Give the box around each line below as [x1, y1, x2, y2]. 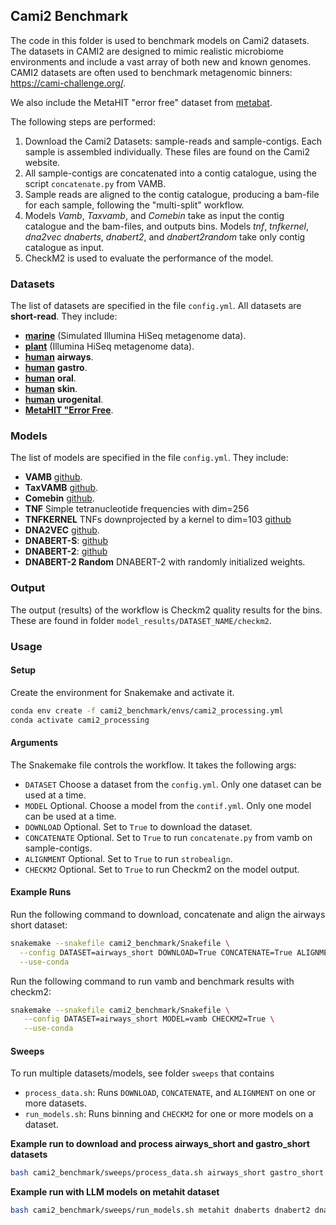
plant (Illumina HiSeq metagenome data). [24, 340, 195, 353]
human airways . [24, 351, 94, 363]
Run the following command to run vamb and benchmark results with [10, 975, 295, 987]
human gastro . [24, 362, 88, 374]
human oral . [24, 372, 77, 384]
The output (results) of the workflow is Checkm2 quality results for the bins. [10, 604, 323, 616]
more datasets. [24, 1097, 87, 1109]
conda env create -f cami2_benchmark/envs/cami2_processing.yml [10, 705, 284, 716]
